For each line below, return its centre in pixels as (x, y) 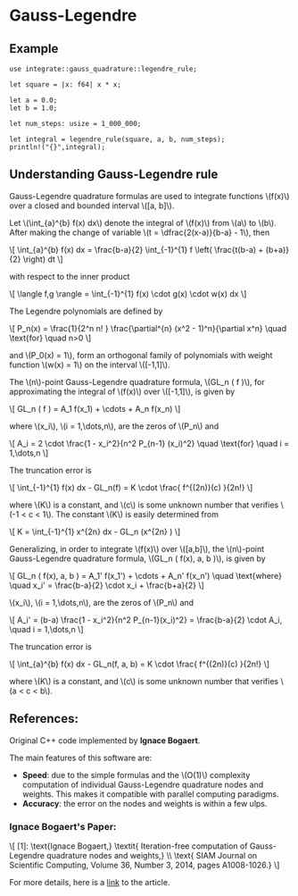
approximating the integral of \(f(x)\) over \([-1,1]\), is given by (122, 391)
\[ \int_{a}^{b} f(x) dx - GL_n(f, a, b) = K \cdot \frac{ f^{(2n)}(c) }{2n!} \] (140, 664)
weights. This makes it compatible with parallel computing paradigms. (150, 794)
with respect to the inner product (70, 276)
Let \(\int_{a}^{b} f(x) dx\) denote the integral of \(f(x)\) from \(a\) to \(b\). (143, 222)
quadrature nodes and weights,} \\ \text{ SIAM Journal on (152, 855)
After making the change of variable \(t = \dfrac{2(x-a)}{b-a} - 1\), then (140, 232)
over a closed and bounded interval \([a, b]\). (92, 205)
